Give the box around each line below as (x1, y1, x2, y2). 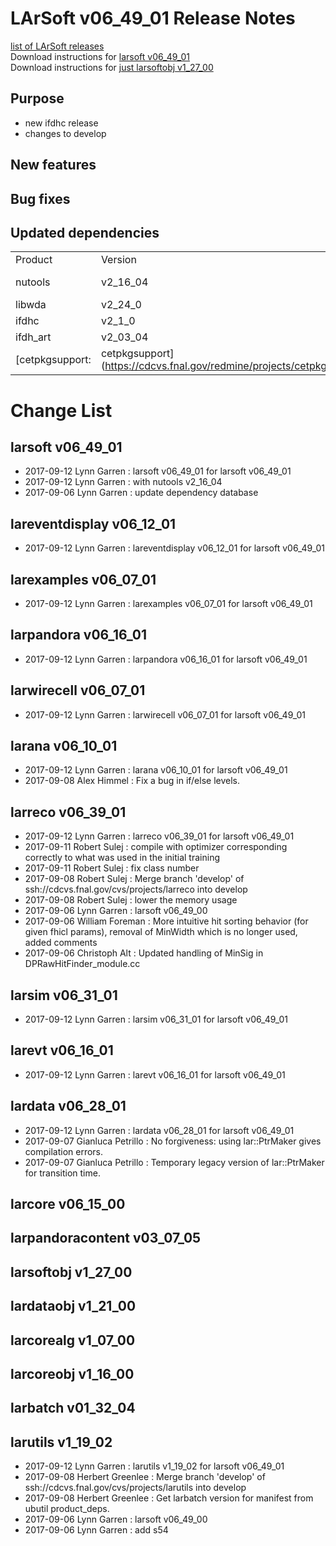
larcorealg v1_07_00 (10, 1332, 136, 1349)
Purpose (10, 90, 65, 107)
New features (10, 157, 97, 174)
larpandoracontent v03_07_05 (10, 1230, 202, 1247)
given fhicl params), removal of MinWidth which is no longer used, (24, 926, 298, 938)
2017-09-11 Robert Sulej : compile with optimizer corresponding (24, 841, 288, 853)
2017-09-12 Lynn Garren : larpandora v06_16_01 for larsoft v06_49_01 (24, 653, 308, 665)
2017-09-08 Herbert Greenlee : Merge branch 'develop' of (24, 1471, 266, 1483)
